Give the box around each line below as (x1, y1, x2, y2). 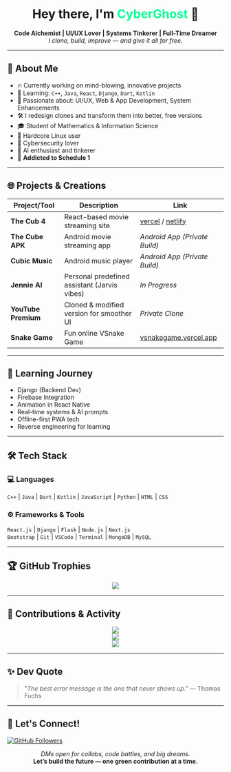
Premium (10, 313, 41, 323)
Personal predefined (64, 272, 131, 281)
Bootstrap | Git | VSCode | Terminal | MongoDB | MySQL (7, 533, 151, 541)
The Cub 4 (10, 216, 46, 226)
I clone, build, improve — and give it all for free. (48, 36, 183, 44)
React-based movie (64, 212, 129, 221)
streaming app (64, 241, 111, 250)
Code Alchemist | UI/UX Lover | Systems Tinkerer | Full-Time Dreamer (13, 29, 218, 37)
